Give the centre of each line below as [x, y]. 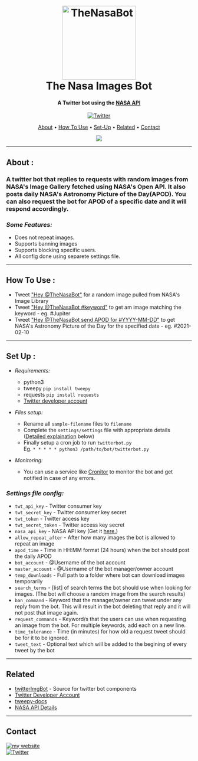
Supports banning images [46, 244]
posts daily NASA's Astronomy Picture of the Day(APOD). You [96, 194]
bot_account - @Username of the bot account [70, 562]
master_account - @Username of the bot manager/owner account [94, 569]
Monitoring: [29, 460]
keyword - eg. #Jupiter [42, 313]
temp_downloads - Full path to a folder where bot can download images [100, 575]
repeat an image [34, 543]
